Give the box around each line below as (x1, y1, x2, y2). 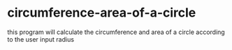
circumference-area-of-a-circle (7, 5, 196, 21)
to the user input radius (7, 35, 75, 43)
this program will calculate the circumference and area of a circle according (7, 28, 225, 36)
